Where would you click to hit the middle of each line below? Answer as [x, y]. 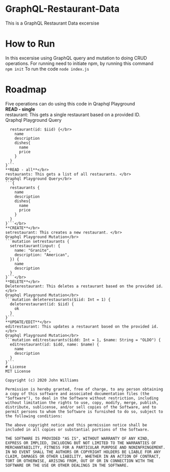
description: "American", [42, 255]
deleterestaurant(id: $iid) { [42, 304]
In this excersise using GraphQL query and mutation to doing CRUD [76, 58]
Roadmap [26, 90]
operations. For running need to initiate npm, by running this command [79, 63]
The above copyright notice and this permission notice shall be [76, 425]
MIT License [18, 371]
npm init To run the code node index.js [47, 69]
